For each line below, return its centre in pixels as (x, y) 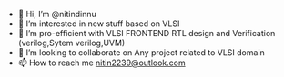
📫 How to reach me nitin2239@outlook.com (101, 63)
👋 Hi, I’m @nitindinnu (57, 14)
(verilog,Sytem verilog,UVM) (71, 43)
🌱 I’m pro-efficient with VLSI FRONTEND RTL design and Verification (147, 33)
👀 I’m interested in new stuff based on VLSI (99, 24)
